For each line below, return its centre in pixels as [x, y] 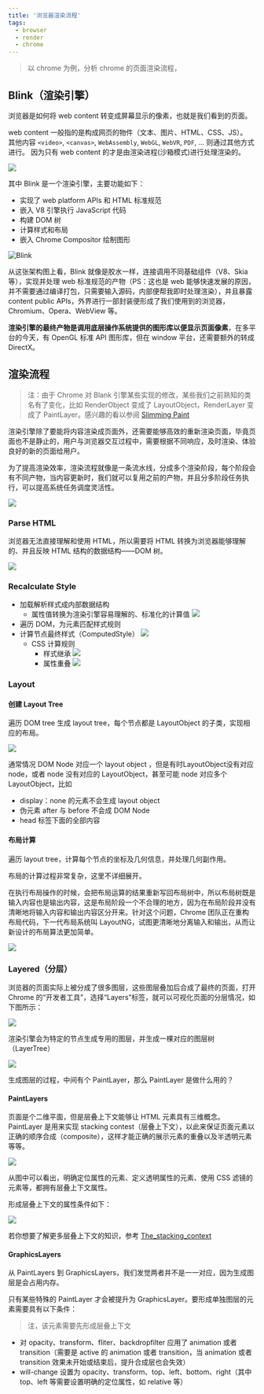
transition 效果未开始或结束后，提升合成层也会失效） [104, 1363]
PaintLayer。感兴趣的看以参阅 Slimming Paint [116, 415]
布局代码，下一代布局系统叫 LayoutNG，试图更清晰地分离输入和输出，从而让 [132, 922]
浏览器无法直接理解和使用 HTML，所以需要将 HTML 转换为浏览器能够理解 [127, 541]
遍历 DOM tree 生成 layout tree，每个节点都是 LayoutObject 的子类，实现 [126, 723]
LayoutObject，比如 [40, 784]
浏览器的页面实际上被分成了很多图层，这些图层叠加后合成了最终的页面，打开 [132, 987]
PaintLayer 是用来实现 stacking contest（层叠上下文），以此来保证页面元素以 [132, 1127]
